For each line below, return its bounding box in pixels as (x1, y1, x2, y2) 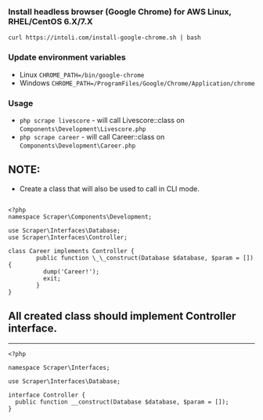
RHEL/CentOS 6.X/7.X (8, 16, 93, 27)
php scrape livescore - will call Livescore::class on (19, 115, 186, 125)
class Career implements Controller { (8, 247, 135, 255)
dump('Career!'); (42, 267, 100, 276)
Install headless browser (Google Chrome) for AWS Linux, (8, 6, 232, 17)
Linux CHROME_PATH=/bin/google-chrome (19, 70, 145, 79)
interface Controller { (8, 391, 86, 399)
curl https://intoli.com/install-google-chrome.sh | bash (8, 34, 201, 42)
